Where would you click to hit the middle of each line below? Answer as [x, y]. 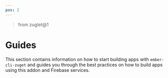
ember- [157, 60]
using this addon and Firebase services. [48, 70]
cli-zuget [16, 65]
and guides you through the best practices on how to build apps [95, 65]
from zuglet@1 [33, 24]
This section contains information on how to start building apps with [77, 59]
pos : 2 [12, 10]
